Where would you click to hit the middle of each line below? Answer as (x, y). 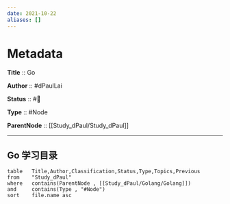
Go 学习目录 (33, 155)
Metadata (35, 54)
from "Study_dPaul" (39, 178)
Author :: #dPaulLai (35, 86)
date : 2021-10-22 (32, 13)
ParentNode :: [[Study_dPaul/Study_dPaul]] (68, 126)
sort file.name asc (39, 196)
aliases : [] (24, 20)
